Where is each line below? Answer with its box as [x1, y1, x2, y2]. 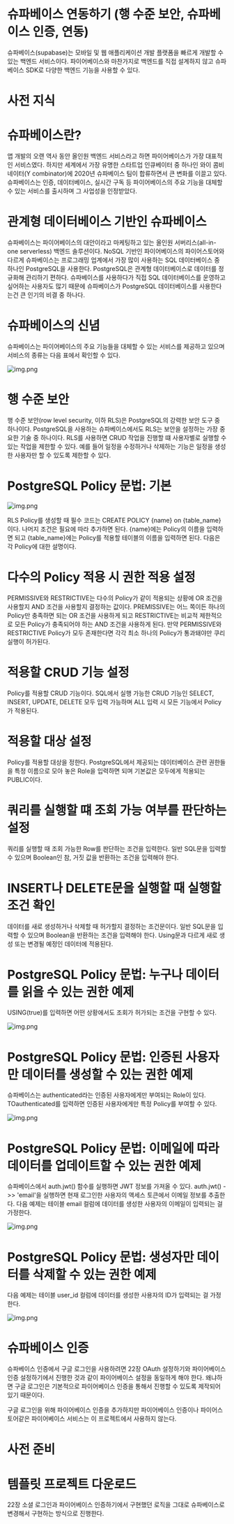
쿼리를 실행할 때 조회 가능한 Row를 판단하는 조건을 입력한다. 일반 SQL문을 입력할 [7, 844, 226, 852]
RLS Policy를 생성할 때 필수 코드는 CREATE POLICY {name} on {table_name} [7, 516, 221, 524]
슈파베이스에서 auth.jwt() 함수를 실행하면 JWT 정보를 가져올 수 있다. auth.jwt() [7, 1182, 221, 1191]
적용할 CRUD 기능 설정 [7, 665, 130, 680]
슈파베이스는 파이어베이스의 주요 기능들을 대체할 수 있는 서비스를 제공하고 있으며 [7, 342, 225, 350]
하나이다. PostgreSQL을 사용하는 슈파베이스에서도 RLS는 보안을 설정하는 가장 [7, 424, 218, 433]
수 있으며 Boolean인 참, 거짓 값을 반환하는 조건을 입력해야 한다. [7, 853, 179, 862]
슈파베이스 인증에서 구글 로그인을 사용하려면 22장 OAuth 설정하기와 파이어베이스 [7, 1365, 226, 1373]
